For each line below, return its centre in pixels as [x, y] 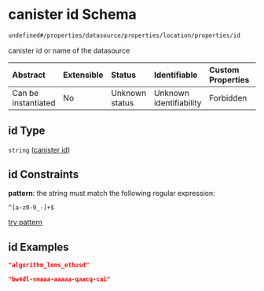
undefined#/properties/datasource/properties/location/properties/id [125, 35]
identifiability [178, 102]
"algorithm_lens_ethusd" [49, 265]
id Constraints [44, 175]
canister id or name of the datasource [69, 50]
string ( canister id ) [39, 149]
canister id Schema [72, 15]
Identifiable [176, 75]
